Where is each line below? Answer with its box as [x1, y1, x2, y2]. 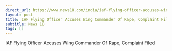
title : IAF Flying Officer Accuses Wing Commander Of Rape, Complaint [5, 17, 159, 22]
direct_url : [5, 7, 31, 13]
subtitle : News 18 [5, 21, 45, 27]
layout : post [5, 12, 33, 17]
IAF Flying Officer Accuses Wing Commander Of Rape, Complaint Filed [5, 40, 155, 46]
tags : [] [5, 26, 24, 31]
